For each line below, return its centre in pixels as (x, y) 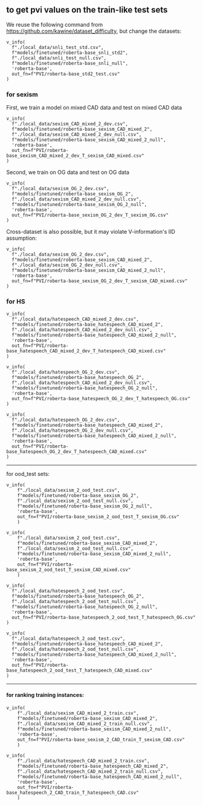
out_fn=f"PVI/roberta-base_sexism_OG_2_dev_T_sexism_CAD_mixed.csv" (100, 281)
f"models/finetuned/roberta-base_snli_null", (70, 63)
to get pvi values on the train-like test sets (87, 10)
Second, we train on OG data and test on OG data (68, 173)
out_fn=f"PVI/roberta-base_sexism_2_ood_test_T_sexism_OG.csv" (98, 517)
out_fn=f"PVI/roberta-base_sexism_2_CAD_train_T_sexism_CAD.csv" (101, 739)
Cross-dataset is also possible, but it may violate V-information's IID (91, 232)
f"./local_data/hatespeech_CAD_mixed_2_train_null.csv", (90, 771)
